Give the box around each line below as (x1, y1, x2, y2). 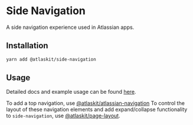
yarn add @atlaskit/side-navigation (6, 56, 96, 63)
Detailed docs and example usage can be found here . (6, 88, 136, 96)
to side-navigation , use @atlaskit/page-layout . (6, 112, 120, 119)
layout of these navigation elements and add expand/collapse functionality (6, 106, 188, 113)
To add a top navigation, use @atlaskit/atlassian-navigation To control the (6, 100, 185, 107)
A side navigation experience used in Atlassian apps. (6, 24, 135, 31)
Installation (6, 41, 48, 51)
